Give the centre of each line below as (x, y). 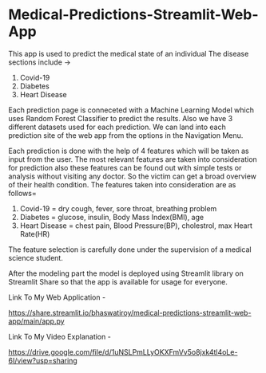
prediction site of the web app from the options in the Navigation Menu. (126, 135)
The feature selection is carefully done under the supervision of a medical (130, 249)
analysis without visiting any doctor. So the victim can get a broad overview (133, 176)
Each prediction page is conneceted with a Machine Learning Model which (131, 110)
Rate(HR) (35, 234)
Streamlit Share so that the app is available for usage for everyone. (118, 281)
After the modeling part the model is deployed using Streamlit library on (126, 273)
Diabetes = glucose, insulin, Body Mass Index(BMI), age (112, 217)
